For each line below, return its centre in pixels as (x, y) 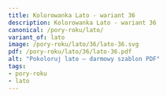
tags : (17, 66)
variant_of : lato (37, 37)
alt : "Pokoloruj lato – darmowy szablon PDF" (84, 59)
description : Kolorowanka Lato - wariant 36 (82, 23)
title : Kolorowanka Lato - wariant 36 (72, 15)
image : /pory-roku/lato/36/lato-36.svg (74, 45)
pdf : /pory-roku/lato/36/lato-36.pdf (70, 52)
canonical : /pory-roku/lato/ (56, 30)
